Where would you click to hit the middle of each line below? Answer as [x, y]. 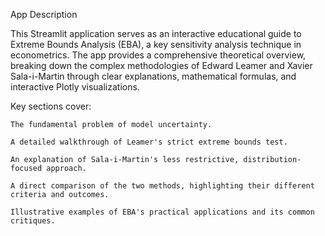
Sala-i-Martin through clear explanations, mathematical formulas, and [153, 76]
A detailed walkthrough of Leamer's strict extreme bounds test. [149, 142]
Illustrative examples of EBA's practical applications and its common [162, 212]
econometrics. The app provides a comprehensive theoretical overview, [158, 55]
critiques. [33, 221]
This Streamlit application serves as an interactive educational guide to [156, 33]
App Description [44, 14]
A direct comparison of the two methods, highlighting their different [162, 186]
